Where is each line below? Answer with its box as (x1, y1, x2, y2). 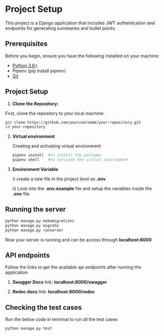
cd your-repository (5, 124, 46, 130)
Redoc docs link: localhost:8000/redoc (12, 289, 95, 295)
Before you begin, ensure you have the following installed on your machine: (5, 53, 160, 59)
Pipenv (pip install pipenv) (12, 68, 66, 74)
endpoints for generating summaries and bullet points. (5, 25, 116, 31)
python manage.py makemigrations (5, 218, 75, 223)
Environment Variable (12, 167, 59, 172)
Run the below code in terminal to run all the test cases (5, 317, 118, 323)
